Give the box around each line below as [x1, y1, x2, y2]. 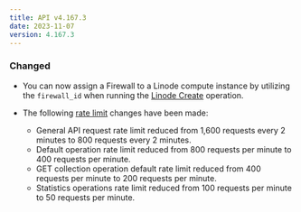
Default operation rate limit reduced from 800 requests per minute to [35, 143, 292, 154]
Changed [9, 60, 52, 72]
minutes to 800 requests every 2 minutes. [35, 134, 192, 145]
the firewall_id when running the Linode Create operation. [22, 89, 244, 100]
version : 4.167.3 [9, 30, 75, 39]
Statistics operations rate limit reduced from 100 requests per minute [35, 182, 292, 193]
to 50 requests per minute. [35, 191, 136, 203]
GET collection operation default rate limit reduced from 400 [35, 163, 261, 174]
